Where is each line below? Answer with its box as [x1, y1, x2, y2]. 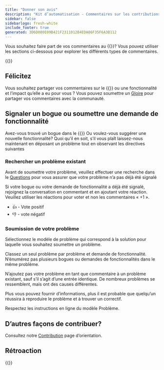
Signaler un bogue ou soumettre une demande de [5, 109, 159, 118]
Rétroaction [5, 347, 41, 355]
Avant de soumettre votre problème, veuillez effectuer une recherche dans [5, 169, 155, 175]
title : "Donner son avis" [5, 7, 58, 12]
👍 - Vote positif [12, 204, 44, 210]
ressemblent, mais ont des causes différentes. [5, 282, 98, 287]
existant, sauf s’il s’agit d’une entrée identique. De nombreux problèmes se [5, 276, 155, 282]
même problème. [5, 261, 40, 267]
